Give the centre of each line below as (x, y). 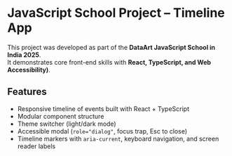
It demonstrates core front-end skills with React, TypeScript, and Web (109, 62)
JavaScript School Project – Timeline (116, 13)
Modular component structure (61, 116)
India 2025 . (24, 55)
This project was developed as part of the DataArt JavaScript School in (111, 47)
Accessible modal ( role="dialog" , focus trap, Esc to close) (102, 131)
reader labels (36, 146)
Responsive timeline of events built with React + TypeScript (103, 109)
